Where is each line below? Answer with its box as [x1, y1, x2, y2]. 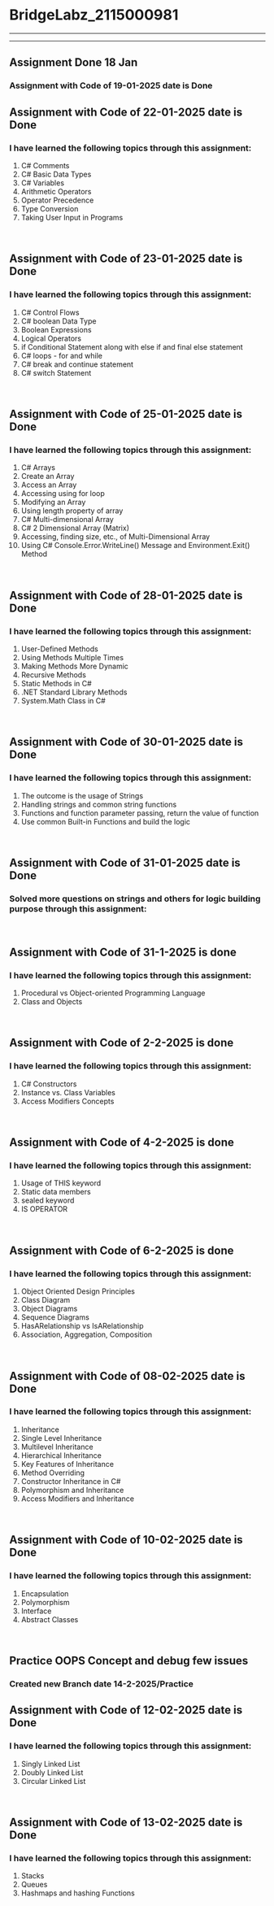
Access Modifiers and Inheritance [20, 1494, 135, 1503]
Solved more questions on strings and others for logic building [9, 893, 261, 904]
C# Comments [20, 160, 70, 170]
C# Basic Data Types [20, 169, 92, 179]
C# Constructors [20, 1079, 77, 1089]
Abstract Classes [20, 1614, 79, 1624]
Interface [20, 1606, 52, 1616]
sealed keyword [20, 1195, 75, 1205]
